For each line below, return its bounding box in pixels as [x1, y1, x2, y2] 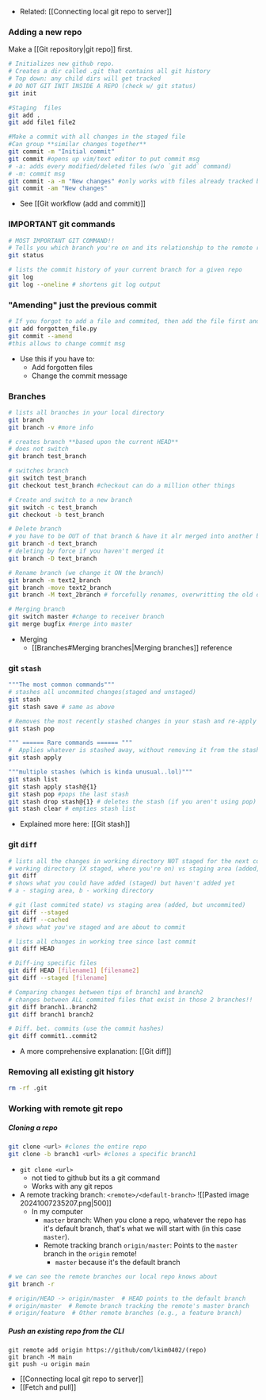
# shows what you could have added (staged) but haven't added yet [8, 879, 236, 888]
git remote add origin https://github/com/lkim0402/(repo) [8, 1346, 207, 1355]
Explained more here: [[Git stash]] [19, 820, 131, 829]
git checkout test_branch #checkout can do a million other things [8, 481, 236, 489]
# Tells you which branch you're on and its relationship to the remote [8, 244, 253, 253]
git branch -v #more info [8, 423, 93, 431]
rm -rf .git [8, 1084, 47, 1093]
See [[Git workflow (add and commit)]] [19, 199, 146, 209]
